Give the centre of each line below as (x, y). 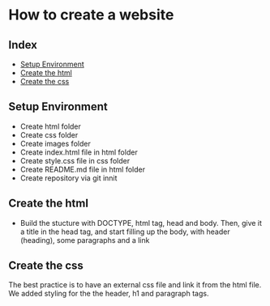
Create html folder (50, 126)
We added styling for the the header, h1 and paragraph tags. (109, 294)
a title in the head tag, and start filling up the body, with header (125, 232)
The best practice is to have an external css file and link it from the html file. (135, 285)
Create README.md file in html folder (83, 169)
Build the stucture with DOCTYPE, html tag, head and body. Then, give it (141, 223)
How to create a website (91, 15)
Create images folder (55, 143)
